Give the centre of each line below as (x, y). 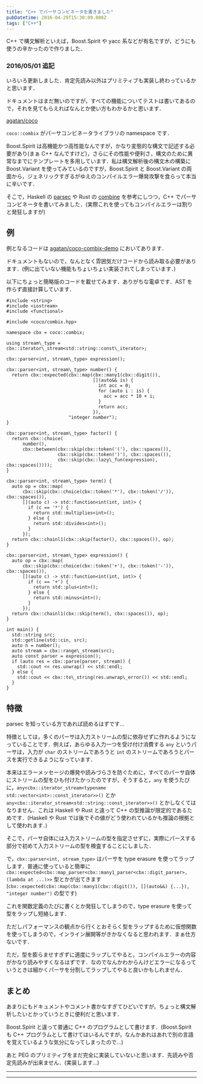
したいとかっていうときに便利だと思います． (67, 1014)
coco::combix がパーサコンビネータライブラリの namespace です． (89, 133)
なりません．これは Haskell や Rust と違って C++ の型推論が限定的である (97, 811)
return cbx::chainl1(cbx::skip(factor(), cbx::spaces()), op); (93, 540)
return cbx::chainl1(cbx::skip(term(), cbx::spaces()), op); (90, 614)
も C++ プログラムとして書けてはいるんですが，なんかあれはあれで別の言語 (100, 1035)
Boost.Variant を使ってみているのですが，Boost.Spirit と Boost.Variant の (97, 169)
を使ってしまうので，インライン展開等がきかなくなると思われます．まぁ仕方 (101, 934)
